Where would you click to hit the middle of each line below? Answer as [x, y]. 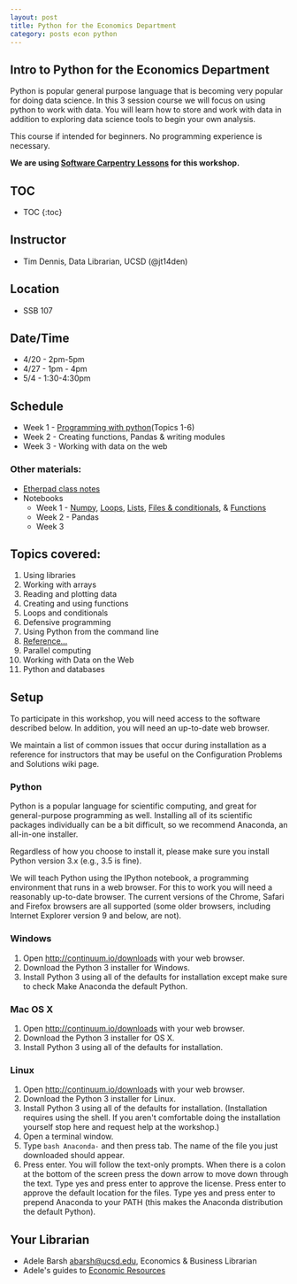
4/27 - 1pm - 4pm [55, 369]
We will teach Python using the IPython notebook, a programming [129, 878]
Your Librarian [50, 1239]
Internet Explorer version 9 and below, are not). [96, 916]
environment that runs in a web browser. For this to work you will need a [141, 887]
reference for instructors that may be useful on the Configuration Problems [146, 754]
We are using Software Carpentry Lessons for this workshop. [125, 163]
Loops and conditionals [65, 613]
